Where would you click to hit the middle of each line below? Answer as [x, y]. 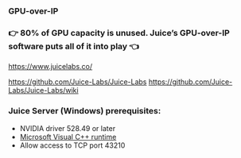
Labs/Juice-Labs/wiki [43, 91]
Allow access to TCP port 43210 [72, 145]
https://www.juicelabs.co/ [51, 67]
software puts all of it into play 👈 [74, 46]
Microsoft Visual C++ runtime [68, 137]
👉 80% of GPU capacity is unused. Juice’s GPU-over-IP [119, 33]
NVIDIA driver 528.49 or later [68, 128]
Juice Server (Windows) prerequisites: [85, 111]
